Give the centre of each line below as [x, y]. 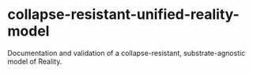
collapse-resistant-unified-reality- [124, 15]
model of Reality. [35, 61]
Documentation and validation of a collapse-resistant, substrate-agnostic [126, 53]
